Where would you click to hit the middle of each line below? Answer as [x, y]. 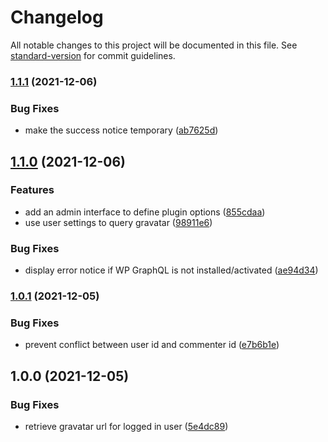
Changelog [57, 17]
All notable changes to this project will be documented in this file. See [154, 45]
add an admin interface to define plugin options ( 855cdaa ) [145, 212]
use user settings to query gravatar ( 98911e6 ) [118, 222]
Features [32, 190]
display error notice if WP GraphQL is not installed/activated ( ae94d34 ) [171, 270]
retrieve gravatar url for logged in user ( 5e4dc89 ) [126, 427]
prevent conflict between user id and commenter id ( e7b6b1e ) [152, 345]
